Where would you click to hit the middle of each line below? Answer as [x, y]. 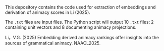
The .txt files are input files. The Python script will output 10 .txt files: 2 [80, 22]
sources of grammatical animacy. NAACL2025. [53, 43]
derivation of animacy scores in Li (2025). [48, 12]
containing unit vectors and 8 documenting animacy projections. [71, 27]
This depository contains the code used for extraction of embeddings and [81, 7]
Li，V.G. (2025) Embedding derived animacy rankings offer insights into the [82, 37]
